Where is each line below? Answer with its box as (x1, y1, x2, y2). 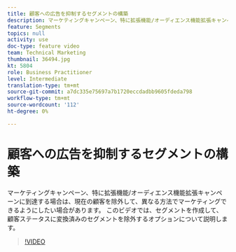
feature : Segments (7, 23, 61, 30)
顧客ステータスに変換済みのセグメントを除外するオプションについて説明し (7, 214, 222, 223)
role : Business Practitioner (7, 69, 92, 76)
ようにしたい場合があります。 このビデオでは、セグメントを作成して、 (19, 206, 223, 214)
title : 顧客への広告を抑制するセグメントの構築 (7, 10, 129, 17)
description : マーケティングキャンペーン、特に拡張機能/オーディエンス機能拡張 (7, 17, 211, 24)
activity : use (7, 36, 49, 43)
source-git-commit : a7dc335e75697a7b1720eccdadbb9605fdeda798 (7, 88, 193, 95)
